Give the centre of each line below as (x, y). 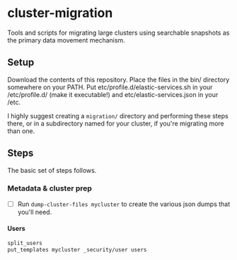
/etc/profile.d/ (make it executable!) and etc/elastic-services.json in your (113, 94)
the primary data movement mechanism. (66, 40)
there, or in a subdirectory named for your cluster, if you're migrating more (116, 123)
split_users (25, 243)
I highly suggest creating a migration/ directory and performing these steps (118, 115)
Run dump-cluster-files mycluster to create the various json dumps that (124, 204)
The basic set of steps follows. (52, 170)
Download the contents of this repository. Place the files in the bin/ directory (118, 79)
